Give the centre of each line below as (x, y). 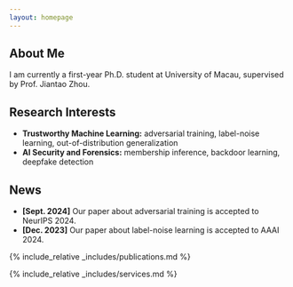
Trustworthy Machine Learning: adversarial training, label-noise (141, 133)
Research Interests (63, 112)
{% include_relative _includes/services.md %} (93, 274)
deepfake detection (58, 162)
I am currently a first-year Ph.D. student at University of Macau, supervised (146, 75)
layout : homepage (41, 17)
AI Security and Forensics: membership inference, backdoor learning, (151, 153)
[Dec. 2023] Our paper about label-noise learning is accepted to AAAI (150, 230)
